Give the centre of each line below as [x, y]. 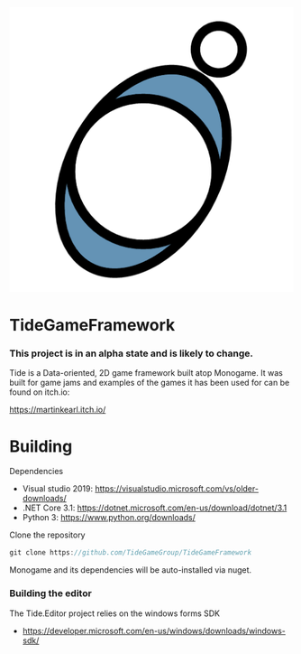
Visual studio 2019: [58, 489]
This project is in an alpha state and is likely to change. [132, 353]
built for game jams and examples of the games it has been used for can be [150, 383]
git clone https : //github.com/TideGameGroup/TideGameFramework [131, 553]
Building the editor [50, 593]
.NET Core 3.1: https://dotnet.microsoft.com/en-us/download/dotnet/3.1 [155, 508]
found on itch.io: [40, 392]
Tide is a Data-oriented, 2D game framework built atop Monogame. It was [146, 373]
